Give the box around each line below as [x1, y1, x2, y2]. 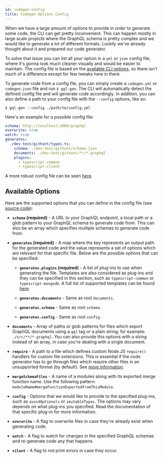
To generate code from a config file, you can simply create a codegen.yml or [5, 80, 157, 86]
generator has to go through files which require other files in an [12, 359, 140, 365]
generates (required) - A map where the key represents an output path [12, 240, 155, 246]
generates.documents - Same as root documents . [19, 295, 115, 301]
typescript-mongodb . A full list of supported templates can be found [19, 280, 155, 286]
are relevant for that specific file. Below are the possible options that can [12, 250, 159, 256]
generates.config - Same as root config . [19, 314, 102, 320]
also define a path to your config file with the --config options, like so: [5, 96, 146, 102]
